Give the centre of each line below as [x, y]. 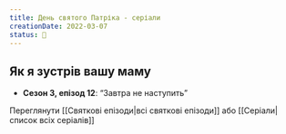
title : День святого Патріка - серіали [85, 18]
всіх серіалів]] [67, 120]
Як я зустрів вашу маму [81, 71]
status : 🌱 [28, 34]
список [24, 120]
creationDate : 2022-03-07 [58, 26]
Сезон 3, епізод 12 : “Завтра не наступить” [105, 93]
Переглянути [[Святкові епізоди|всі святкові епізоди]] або [123, 110]
